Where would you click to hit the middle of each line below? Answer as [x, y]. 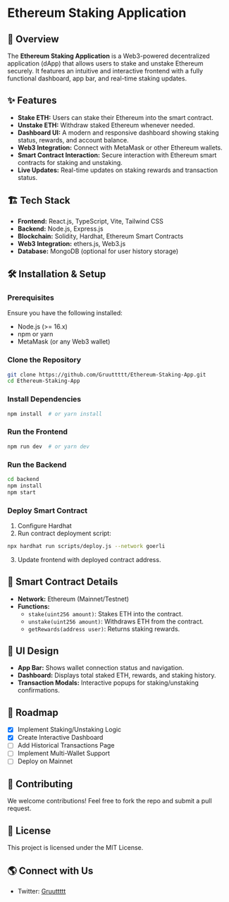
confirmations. [38, 690]
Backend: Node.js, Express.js [60, 228]
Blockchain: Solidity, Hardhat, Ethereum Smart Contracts [100, 236]
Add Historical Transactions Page [66, 745]
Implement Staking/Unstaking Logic [69, 730]
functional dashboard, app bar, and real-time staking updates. [97, 78]
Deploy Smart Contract [48, 511]
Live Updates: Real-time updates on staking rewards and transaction [118, 170]
